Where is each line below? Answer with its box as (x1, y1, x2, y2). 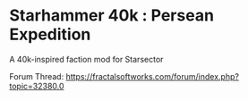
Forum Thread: (9, 71, 64, 81)
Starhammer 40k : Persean (9, 5, 215, 26)
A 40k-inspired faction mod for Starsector (9, 54, 164, 64)
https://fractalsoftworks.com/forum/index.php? (65, 71, 240, 81)
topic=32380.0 (9, 80, 64, 91)
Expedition (9, 24, 91, 45)
